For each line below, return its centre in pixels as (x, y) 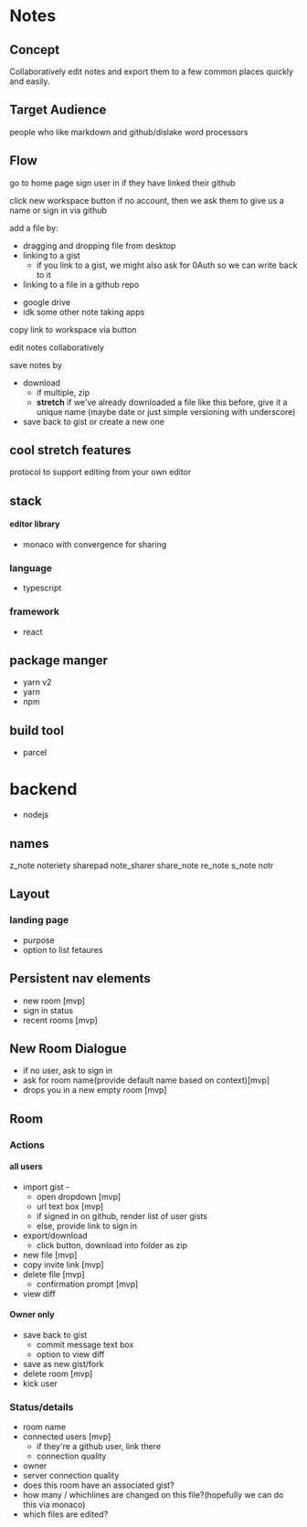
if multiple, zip (63, 392)
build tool (37, 731)
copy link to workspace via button (73, 329)
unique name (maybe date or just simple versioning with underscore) (166, 411)
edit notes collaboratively (57, 347)
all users (26, 1167)
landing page (39, 920)
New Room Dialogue (68, 1049)
